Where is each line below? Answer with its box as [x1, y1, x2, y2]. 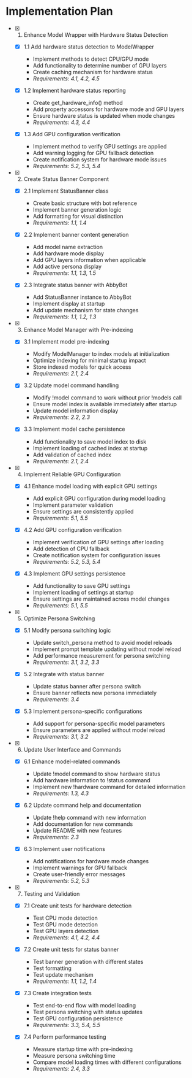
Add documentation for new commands [32, 820, 133, 828]
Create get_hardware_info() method [32, 99, 123, 107]
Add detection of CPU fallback [32, 545, 109, 552]
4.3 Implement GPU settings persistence [23, 569, 126, 577]
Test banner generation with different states [32, 958, 144, 966]
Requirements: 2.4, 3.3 [32, 1065, 90, 1072]
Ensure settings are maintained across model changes [32, 595, 170, 603]
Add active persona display [32, 263, 102, 271]
